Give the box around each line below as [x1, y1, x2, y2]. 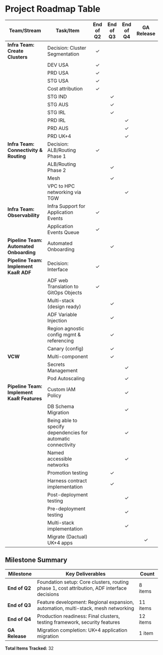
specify [47, 423, 65, 430]
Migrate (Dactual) [47, 533, 88, 540]
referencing [47, 337, 74, 344]
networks [47, 461, 69, 468]
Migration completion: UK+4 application [37, 627, 128, 634]
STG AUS [47, 101, 69, 108]
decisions [37, 591, 59, 598]
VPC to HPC [47, 183, 75, 189]
